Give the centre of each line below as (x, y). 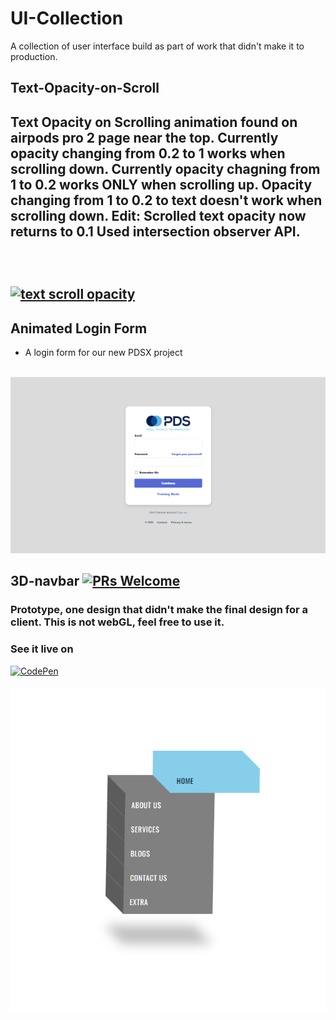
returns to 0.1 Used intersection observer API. (155, 231)
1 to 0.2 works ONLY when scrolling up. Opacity (161, 184)
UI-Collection (67, 18)
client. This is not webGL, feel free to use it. (117, 622)
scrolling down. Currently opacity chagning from (165, 168)
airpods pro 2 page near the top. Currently (144, 137)
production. (34, 56)
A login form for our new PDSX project (103, 352)
